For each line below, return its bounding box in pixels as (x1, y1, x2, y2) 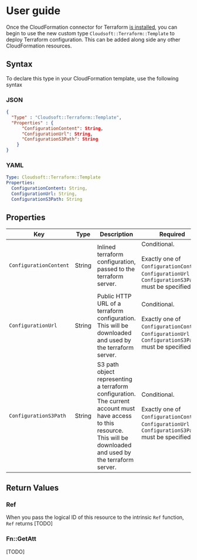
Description (99, 230, 134, 238)
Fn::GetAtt (6, 535, 36, 543)
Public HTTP (97, 292, 132, 300)
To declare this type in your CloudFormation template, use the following (6, 75, 179, 82)
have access (97, 411, 132, 420)
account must (97, 404, 135, 412)
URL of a (97, 299, 121, 308)
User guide (6, 4, 60, 18)
